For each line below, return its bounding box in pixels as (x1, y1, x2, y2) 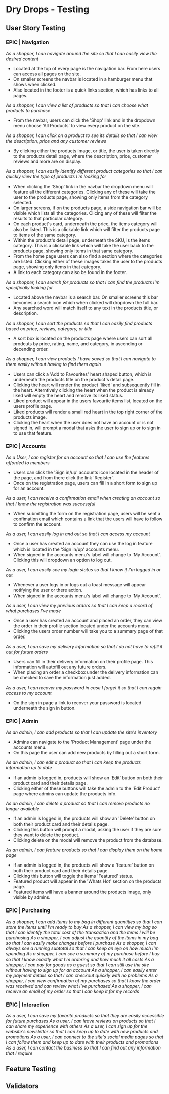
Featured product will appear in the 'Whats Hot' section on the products (13, 878, 162, 884)
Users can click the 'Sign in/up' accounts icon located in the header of (13, 469, 159, 476)
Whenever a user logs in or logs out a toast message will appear (13, 582, 146, 588)
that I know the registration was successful (6, 500, 95, 507)
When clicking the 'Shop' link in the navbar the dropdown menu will (13, 183, 153, 189)
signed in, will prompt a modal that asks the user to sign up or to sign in (13, 425, 161, 431)
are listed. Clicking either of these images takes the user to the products (13, 258, 163, 264)
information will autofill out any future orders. (13, 664, 107, 670)
